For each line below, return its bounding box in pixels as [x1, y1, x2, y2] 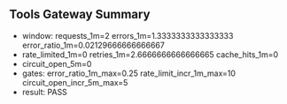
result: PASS [21, 86, 68, 97]
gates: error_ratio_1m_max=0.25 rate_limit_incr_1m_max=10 [21, 68, 237, 78]
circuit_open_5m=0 [21, 58, 92, 69]
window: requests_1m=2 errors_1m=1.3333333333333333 [21, 30, 234, 41]
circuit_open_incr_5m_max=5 [21, 77, 128, 87]
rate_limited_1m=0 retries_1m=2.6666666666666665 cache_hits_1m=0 [21, 48, 279, 60]
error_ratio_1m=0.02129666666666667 [21, 40, 166, 50]
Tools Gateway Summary [9, 7, 151, 22]
